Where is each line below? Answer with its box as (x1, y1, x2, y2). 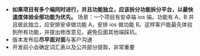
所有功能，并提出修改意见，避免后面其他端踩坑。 (17, 28, 140, 36)
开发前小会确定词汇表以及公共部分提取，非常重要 (12, 43, 135, 51)
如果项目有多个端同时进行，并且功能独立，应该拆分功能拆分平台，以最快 (12, 6, 193, 13)
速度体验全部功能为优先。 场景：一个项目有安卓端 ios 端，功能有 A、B (12, 13, 187, 20)
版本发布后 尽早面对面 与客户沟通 (12, 36, 92, 43)
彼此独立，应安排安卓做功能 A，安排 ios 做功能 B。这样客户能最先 (17, 21, 182, 28)
